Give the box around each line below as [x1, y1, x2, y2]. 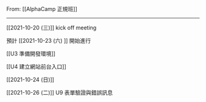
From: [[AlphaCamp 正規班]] [6, 5, 78, 12]
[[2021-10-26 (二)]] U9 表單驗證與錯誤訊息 [6, 89, 113, 96]
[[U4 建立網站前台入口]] [6, 63, 66, 70]
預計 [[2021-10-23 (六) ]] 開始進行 [6, 37, 91, 44]
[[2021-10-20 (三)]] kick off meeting [6, 24, 97, 31]
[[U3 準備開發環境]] [6, 50, 56, 57]
